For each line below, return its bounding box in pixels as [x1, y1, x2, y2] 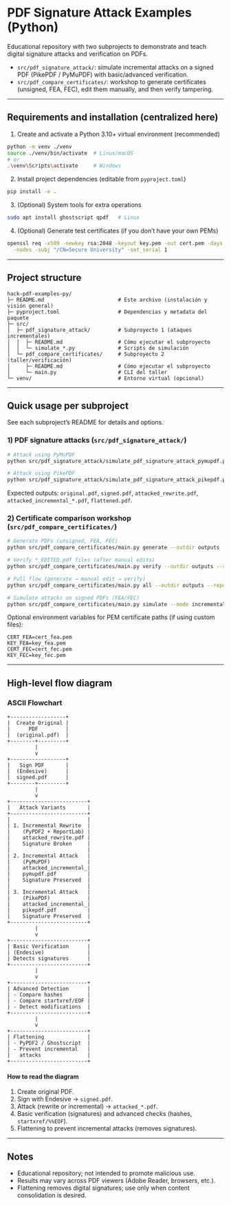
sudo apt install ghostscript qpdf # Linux [7, 214, 140, 222]
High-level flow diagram [7, 677, 113, 689]
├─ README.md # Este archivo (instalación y [7, 296, 208, 303]
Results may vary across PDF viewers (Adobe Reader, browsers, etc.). [16, 1177, 216, 1185]
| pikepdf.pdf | [7, 907, 91, 914]
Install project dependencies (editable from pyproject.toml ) [16, 175, 186, 184]
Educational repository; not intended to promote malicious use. [16, 1169, 196, 1177]
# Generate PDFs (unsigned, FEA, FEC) [7, 538, 118, 545]
